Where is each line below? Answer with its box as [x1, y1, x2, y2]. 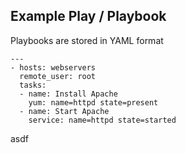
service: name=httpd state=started [28, 115, 177, 125]
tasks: [19, 80, 47, 90]
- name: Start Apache [19, 106, 110, 116]
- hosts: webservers [10, 62, 97, 73]
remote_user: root [19, 71, 97, 81]
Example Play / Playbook [10, 8, 167, 25]
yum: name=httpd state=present [28, 97, 159, 108]
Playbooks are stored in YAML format [10, 34, 164, 46]
